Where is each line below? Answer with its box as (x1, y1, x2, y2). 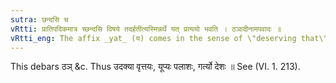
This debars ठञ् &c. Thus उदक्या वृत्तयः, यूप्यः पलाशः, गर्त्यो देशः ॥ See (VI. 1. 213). (10, 61, 301, 73)
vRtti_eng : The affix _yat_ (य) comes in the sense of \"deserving (10, 33, 297, 43)
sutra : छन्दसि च (10, 14, 69, 25)
